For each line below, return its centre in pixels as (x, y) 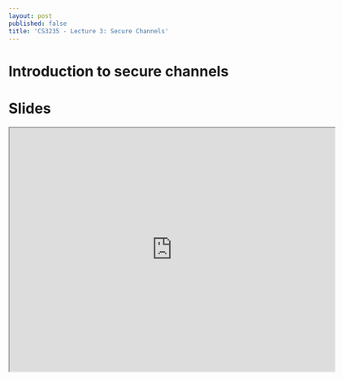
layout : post (30, 16)
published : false (38, 24)
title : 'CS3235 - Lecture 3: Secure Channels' (89, 31)
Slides (30, 108)
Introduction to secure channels (119, 71)
